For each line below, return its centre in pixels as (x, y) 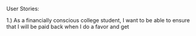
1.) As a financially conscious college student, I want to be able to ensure (98, 20)
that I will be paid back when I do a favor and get (68, 27)
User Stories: (23, 9)
